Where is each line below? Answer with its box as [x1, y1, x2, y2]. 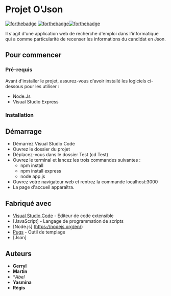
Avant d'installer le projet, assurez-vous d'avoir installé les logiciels [5, 78, 146, 84]
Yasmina [12, 279, 32, 285]
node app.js [20, 173, 45, 180]
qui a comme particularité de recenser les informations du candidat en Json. [5, 36, 166, 42]
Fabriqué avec [5, 199, 52, 208]
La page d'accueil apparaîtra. [12, 184, 75, 191]
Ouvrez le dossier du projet [12, 146, 70, 152]
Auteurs [5, 249, 32, 258]
